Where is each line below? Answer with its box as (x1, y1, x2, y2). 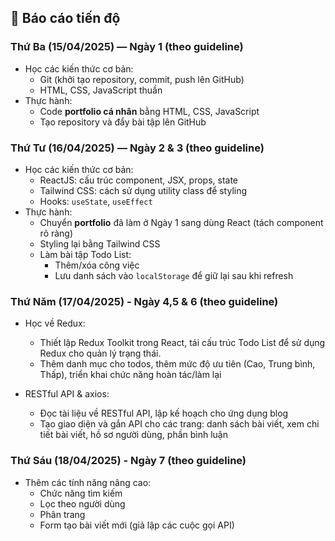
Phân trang (39, 508, 86, 520)
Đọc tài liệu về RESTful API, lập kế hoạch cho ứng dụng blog (39, 407, 289, 420)
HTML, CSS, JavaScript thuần (39, 84, 163, 96)
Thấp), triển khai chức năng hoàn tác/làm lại (39, 369, 222, 381)
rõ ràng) (39, 227, 74, 239)
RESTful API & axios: (24, 388, 110, 400)
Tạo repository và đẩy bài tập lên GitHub (39, 116, 207, 128)
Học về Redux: (24, 317, 86, 330)
